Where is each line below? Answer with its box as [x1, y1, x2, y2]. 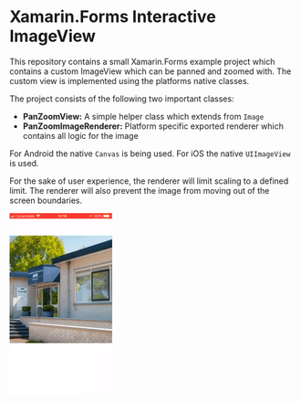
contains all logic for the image [22, 130, 139, 141]
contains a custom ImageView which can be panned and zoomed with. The [9, 66, 292, 77]
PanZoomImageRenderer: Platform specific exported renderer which [22, 121, 285, 132]
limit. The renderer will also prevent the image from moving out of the [9, 185, 270, 196]
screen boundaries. [9, 195, 83, 206]
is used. [9, 157, 39, 168]
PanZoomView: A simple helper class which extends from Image [22, 111, 265, 122]
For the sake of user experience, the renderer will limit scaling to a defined [9, 175, 289, 186]
